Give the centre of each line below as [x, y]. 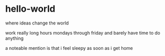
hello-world [30, 9]
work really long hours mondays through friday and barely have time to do [83, 33]
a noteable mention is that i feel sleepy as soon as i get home [69, 48]
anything [14, 38]
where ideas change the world [37, 23]
